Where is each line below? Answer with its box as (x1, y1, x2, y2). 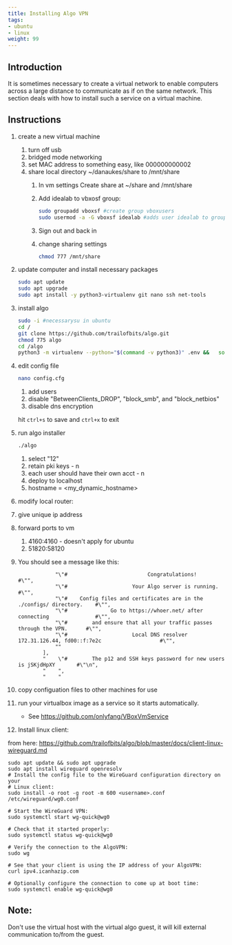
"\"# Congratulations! (54, 571, 198, 578)
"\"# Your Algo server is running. (54, 583, 219, 590)
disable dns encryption (28, 402, 94, 410)
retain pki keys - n (28, 462, 80, 470)
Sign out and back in (38, 226, 97, 235)
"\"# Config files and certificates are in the (54, 595, 204, 602)
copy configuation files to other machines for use (17, 686, 158, 694)
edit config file (17, 362, 59, 370)
